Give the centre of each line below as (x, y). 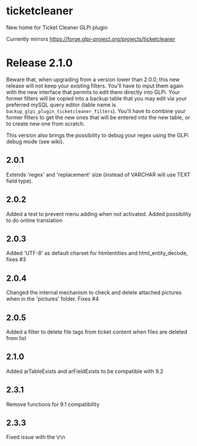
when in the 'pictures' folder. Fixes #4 (53, 299)
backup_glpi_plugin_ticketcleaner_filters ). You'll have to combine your (96, 111)
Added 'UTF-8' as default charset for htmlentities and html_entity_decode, (97, 253)
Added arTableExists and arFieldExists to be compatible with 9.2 (85, 371)
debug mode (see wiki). (35, 142)
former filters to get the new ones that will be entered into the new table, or (98, 117)
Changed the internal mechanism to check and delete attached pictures (94, 293)
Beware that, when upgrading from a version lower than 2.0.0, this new (93, 79)
